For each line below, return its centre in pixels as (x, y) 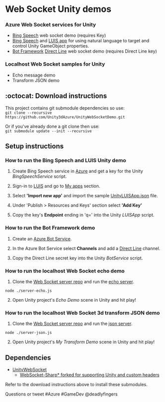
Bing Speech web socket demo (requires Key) (59, 35)
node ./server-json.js (28, 333)
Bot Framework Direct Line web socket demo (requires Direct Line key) (84, 51)
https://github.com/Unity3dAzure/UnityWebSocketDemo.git (65, 117)
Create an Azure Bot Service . (42, 239)
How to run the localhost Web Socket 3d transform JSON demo (82, 313)
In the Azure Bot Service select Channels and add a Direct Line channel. (86, 248)
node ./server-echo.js (28, 291)
